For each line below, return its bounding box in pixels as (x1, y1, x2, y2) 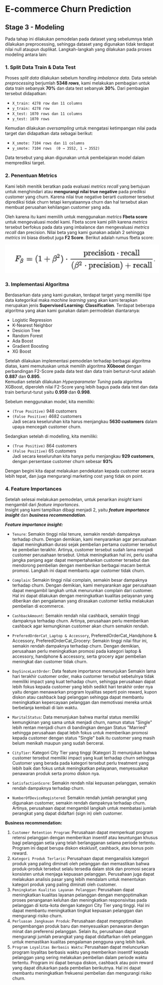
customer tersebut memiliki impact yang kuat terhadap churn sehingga (12, 755, 155, 761)
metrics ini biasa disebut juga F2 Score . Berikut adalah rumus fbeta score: (5, 234, 154, 240)
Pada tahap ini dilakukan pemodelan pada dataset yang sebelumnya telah (5, 36, 153, 42)
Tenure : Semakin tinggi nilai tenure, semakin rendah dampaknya (12, 531, 141, 537)
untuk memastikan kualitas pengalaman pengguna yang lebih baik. (12, 939, 146, 945)
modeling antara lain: (5, 52, 47, 57)
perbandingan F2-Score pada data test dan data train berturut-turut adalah (5, 368, 156, 374)
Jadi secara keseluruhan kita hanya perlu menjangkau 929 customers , (12, 453, 155, 459)
